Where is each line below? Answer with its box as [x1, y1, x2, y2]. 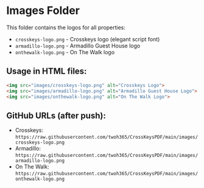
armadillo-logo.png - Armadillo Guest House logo [15, 42, 141, 49]
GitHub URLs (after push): [6, 110, 107, 120]
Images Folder [6, 4, 80, 18]
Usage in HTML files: [6, 66, 87, 77]
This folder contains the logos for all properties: [6, 24, 126, 31]
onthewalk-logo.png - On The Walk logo [15, 48, 115, 55]
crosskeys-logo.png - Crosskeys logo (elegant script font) [15, 35, 160, 43]
